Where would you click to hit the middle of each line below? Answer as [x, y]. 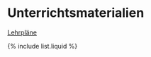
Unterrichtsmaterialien [76, 13]
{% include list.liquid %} [43, 46]
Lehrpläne [22, 32]
